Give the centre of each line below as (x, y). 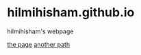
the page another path (39, 44)
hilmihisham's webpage (40, 31)
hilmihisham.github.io (71, 13)
